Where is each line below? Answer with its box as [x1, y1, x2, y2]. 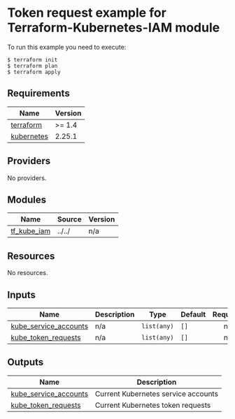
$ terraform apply [7, 68, 61, 75]
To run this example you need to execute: [7, 43, 127, 51]
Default [180, 309, 206, 319]
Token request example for [7, 5, 166, 21]
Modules [7, 193, 47, 205]
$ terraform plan [7, 62, 58, 69]
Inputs [7, 288, 36, 301]
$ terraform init [7, 56, 58, 64]
